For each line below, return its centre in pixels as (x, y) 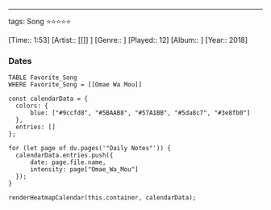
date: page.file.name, (68, 162)
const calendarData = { (48, 99)
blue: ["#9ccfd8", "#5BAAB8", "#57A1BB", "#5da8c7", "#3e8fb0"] (140, 113)
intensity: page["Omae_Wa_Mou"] (84, 170)
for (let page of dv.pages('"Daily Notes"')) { (90, 149)
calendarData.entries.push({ (65, 155)
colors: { (32, 106)
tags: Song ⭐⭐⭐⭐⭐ (40, 21)
